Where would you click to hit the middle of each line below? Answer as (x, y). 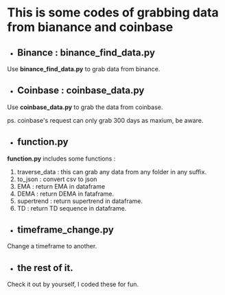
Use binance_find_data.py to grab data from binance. (84, 69)
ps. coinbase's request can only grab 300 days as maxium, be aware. (105, 120)
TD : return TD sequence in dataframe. (72, 208)
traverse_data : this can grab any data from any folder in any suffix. (112, 172)
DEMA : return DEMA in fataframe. (66, 193)
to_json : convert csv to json (57, 179)
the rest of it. (45, 268)
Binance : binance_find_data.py (86, 52)
